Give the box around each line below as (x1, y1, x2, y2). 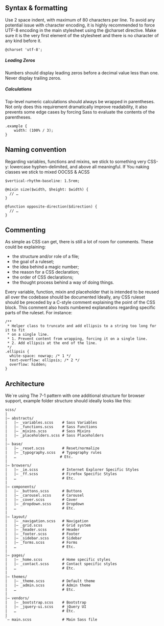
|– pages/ (5, 553, 25, 558)
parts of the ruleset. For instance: (5, 310, 72, 316)
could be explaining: (5, 244, 46, 250)
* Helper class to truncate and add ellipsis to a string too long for (7, 324, 157, 328)
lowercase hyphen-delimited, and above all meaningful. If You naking (9, 163, 149, 169)
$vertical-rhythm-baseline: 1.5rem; (5, 178, 80, 183)
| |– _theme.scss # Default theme (5, 579, 95, 584)
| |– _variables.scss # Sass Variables (5, 420, 97, 425)
